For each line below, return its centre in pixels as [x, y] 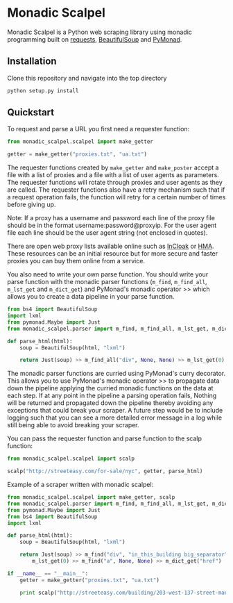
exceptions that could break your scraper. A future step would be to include [115, 411]
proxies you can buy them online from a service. [76, 261]
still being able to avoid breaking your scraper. [74, 425]
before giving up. [32, 205]
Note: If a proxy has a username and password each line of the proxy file [111, 218]
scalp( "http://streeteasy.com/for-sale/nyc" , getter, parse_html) [105, 471]
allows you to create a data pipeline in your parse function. [91, 297]
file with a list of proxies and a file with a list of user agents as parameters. [113, 175]
